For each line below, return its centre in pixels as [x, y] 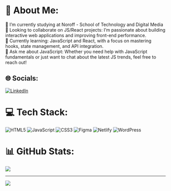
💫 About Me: [32, 10]
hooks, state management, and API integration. [54, 46]
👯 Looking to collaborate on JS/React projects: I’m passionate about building [85, 30]
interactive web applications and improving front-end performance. [76, 35]
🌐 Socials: [22, 78]
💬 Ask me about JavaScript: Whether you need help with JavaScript [76, 51]
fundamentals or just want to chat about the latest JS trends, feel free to [81, 57]
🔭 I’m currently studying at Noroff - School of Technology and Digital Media [84, 24]
